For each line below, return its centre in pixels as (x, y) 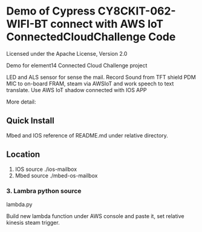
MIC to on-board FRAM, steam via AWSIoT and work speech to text (90, 84)
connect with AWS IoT (107, 24)
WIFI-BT (27, 24)
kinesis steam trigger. (33, 222)
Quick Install (30, 121)
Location (23, 155)
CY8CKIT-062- (137, 11)
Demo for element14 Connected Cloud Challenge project (77, 65)
